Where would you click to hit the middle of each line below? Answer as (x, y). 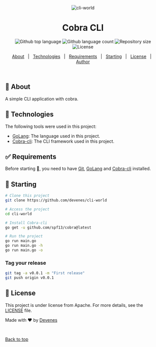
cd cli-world (19, 214)
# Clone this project (27, 196)
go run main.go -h (24, 246)
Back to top (17, 339)
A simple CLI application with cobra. (42, 99)
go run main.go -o (24, 250)
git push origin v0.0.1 (30, 278)
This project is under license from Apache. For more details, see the (74, 305)
